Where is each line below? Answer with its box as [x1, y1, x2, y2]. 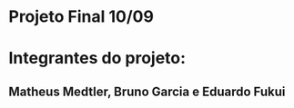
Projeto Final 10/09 [8, 6, 154, 27]
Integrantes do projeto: [8, 48, 187, 69]
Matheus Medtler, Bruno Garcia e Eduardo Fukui [8, 83, 286, 99]
